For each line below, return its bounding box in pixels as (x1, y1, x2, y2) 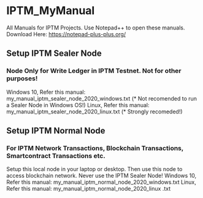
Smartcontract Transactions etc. (6, 151, 105, 160)
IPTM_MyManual (6, 4, 95, 18)
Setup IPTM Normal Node (6, 126, 105, 136)
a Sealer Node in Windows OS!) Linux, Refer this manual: (6, 101, 150, 109)
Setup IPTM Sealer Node (6, 48, 102, 59)
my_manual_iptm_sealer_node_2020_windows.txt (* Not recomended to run (6, 94, 197, 102)
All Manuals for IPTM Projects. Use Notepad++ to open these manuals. (6, 24, 185, 31)
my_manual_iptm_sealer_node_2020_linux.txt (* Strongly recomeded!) (6, 108, 183, 115)
